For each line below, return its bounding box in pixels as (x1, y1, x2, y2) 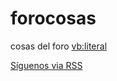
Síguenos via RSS (10, 59, 83, 71)
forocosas (10, 7, 97, 30)
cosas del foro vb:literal (10, 40, 108, 52)
